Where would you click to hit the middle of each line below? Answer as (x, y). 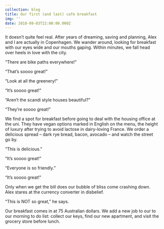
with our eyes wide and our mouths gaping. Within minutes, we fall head (78, 47)
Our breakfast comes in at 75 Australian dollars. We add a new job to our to (81, 211)
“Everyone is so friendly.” (31, 168)
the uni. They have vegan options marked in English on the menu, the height (82, 124)
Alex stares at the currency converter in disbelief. (54, 192)
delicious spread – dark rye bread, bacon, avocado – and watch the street (79, 134)
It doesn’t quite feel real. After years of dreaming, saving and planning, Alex (81, 37)
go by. (11, 140)
